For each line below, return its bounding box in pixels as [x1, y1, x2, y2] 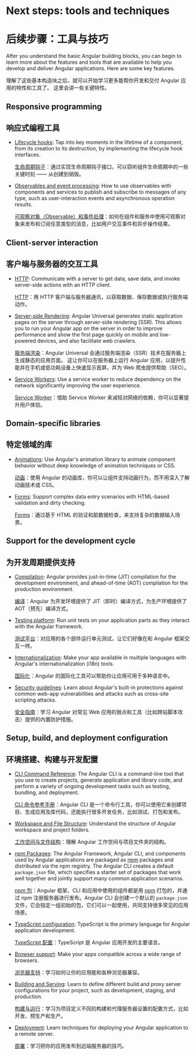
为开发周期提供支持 [6, 557, 75, 567]
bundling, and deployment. [14, 789, 79, 796]
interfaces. [14, 151, 41, 159]
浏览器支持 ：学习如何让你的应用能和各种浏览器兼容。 [14, 969, 143, 976]
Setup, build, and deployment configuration [6, 733, 168, 743]
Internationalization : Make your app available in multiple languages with [14, 654, 187, 661]
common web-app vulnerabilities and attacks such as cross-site [14, 690, 169, 697]
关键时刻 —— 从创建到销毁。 [14, 171, 85, 178]
